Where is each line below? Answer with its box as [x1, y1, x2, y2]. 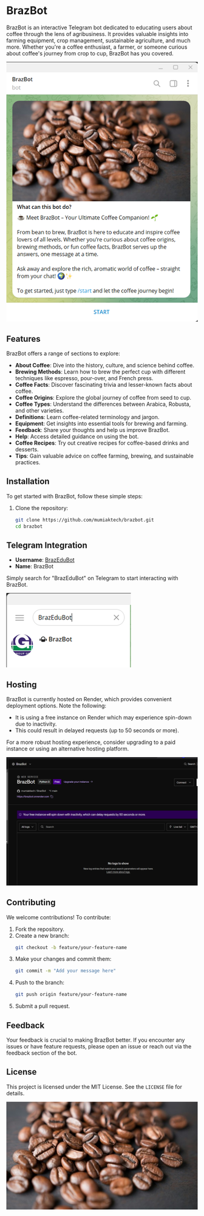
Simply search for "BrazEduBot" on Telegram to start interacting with [6, 574, 178, 582]
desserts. [15, 445, 39, 453]
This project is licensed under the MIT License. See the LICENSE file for [6, 1083, 182, 1091]
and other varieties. [15, 406, 64, 414]
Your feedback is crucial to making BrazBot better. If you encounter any [6, 1036, 185, 1044]
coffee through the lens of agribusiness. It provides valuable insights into [6, 30, 189, 37]
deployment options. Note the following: [6, 702, 107, 710]
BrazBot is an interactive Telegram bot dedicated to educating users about [6, 24, 192, 31]
